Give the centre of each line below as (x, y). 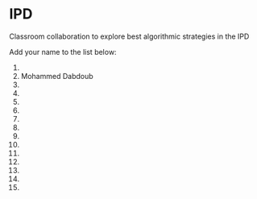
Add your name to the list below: (63, 52)
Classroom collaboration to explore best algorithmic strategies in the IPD (129, 36)
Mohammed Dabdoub (57, 76)
